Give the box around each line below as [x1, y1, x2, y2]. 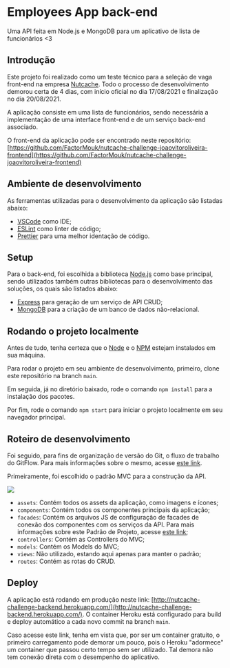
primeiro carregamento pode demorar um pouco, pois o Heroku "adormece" [7, 638, 224, 646]
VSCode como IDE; [17, 217, 72, 225]
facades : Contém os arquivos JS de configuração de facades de [17, 513, 200, 521]
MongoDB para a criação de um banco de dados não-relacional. [17, 305, 200, 314]
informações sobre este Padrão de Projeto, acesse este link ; [17, 528, 188, 536]
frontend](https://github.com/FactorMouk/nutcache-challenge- [7, 150, 187, 159]
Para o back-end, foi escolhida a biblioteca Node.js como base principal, [7, 270, 213, 278]
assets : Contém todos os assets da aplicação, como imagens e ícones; [17, 498, 219, 507]
